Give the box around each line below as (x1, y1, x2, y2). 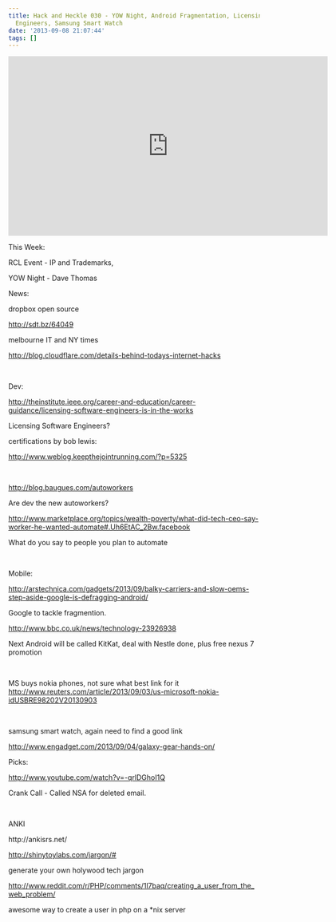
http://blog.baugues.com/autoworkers (8, 483, 134, 493)
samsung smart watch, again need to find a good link (8, 726, 184, 736)
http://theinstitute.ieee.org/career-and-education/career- (8, 397, 196, 407)
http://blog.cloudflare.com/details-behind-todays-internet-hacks (8, 350, 221, 360)
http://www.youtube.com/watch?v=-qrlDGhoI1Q (8, 773, 166, 782)
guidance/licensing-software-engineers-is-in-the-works (8, 406, 194, 415)
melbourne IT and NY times (8, 335, 99, 345)
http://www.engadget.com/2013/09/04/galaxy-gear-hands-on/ (8, 742, 215, 751)
